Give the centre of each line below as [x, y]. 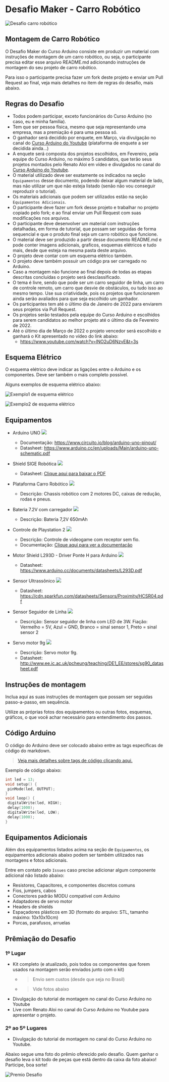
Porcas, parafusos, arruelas [41, 923]
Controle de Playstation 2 [39, 530]
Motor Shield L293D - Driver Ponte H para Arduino [65, 555]
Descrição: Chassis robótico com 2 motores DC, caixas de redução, [91, 494]
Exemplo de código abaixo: [33, 770]
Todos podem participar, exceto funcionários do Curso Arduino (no [82, 116]
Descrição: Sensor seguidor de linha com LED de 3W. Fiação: [84, 622]
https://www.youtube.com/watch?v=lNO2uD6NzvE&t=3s [79, 341]
